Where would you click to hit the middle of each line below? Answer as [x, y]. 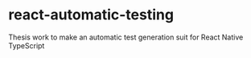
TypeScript [27, 45]
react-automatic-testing [91, 15]
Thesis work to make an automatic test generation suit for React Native [126, 37]
